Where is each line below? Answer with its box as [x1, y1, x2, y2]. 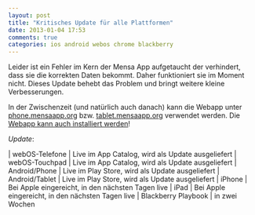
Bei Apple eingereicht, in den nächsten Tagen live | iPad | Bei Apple [8, 183, 226, 192]
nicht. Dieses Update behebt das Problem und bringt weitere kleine [8, 79, 225, 89]
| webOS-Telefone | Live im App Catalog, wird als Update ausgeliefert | [8, 150, 237, 159]
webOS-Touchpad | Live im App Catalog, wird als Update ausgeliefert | [8, 158, 237, 167]
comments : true [8, 33, 58, 42]
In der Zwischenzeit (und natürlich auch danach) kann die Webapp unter [8, 103, 242, 112]
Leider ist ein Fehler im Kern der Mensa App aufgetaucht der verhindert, [8, 62, 241, 71]
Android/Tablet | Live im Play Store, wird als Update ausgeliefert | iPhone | [8, 174, 248, 184]
